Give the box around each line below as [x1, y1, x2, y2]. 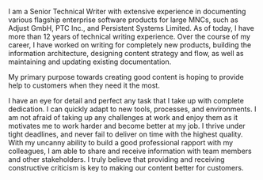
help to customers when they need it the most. [8, 81, 160, 90]
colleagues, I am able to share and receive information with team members [8, 146, 252, 156]
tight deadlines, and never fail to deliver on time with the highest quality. [8, 129, 243, 139]
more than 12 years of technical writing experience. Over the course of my [8, 32, 251, 41]
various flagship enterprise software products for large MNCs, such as [8, 15, 239, 24]
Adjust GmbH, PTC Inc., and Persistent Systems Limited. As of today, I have [8, 24, 255, 32]
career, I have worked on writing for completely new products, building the [8, 40, 252, 50]
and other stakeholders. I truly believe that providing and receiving [8, 155, 225, 164]
